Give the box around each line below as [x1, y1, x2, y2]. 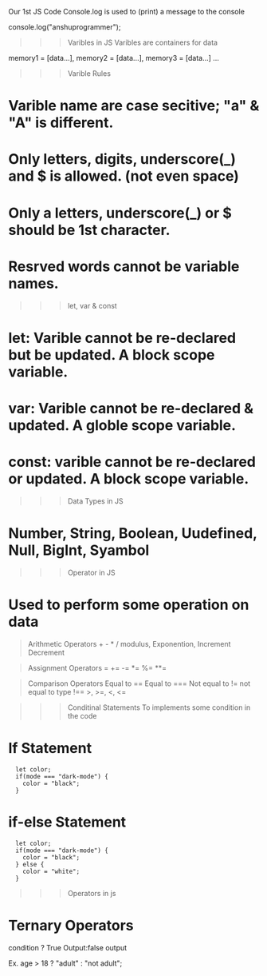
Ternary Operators [8, 916, 134, 934]
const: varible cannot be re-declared [8, 453, 257, 471]
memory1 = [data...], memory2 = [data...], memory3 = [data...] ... [8, 54, 219, 62]
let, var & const [67, 301, 117, 310]
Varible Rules [67, 69, 112, 78]
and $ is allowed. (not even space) [8, 167, 239, 185]
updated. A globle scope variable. [8, 416, 237, 434]
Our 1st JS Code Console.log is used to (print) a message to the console [8, 7, 245, 16]
